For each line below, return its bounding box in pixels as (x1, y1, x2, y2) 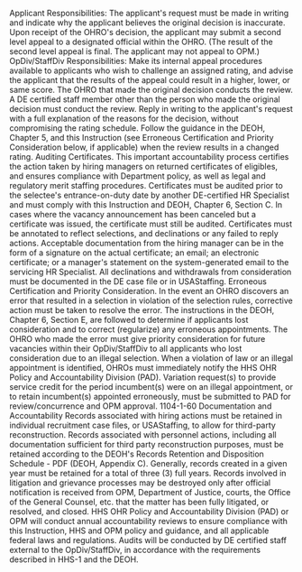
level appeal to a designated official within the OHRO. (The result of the (9, 36, 273, 47)
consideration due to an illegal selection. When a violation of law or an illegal (9, 353, 294, 364)
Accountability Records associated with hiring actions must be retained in (9, 411, 282, 420)
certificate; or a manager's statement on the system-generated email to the (9, 257, 289, 267)
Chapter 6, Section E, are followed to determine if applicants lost (9, 315, 249, 325)
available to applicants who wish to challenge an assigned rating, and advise (9, 65, 294, 76)
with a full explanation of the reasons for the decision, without (9, 113, 239, 124)
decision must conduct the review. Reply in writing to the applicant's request (9, 104, 293, 114)
